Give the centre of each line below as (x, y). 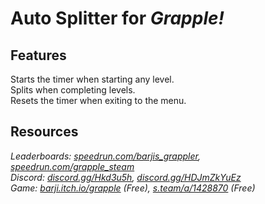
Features (38, 55)
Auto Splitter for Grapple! (117, 18)
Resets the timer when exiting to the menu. (98, 100)
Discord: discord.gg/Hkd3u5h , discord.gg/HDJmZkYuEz (126, 177)
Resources (44, 132)
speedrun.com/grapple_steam (72, 166)
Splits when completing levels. (73, 90)
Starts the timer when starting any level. (92, 79)
